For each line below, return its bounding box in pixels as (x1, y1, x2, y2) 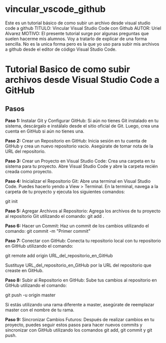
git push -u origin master (5, 292, 56, 298)
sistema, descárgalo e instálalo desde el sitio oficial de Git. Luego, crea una (5, 123, 159, 129)
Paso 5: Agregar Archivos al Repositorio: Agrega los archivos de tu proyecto (5, 207, 161, 214)
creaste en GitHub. (5, 267, 44, 274)
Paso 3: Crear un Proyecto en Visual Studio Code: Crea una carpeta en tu (5, 158, 155, 164)
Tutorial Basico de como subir (5, 64, 130, 75)
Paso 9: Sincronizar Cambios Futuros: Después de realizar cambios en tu (5, 316, 155, 322)
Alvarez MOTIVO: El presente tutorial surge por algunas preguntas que (5, 30, 149, 36)
